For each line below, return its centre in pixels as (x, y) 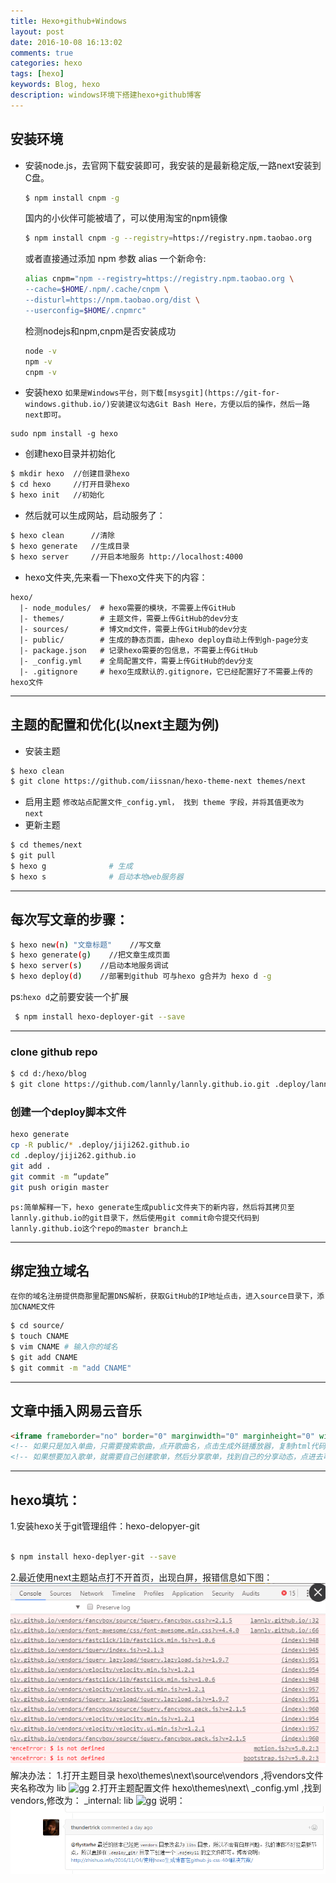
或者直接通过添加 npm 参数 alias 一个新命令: (115, 259)
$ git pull (33, 856)
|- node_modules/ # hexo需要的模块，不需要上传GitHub (127, 608)
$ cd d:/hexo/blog (48, 1074)
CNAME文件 (36, 1307)
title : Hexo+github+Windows (69, 21)
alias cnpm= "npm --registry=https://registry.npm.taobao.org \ (159, 279)
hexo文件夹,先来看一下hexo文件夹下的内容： (116, 577)
